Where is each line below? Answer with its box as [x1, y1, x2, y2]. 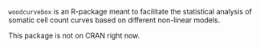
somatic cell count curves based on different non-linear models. [8, 15, 221, 25]
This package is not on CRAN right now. [8, 31, 140, 40]
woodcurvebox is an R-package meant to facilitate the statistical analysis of [8, 7, 253, 16]
